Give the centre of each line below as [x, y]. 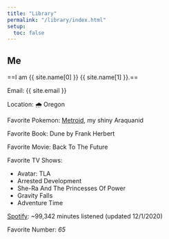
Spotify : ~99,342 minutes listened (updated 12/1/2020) [85, 216]
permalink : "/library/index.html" [57, 20]
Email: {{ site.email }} [37, 91]
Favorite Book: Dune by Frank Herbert [61, 134]
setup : [17, 26]
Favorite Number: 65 [36, 230]
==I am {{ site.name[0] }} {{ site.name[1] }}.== [73, 77]
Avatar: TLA [34, 174]
